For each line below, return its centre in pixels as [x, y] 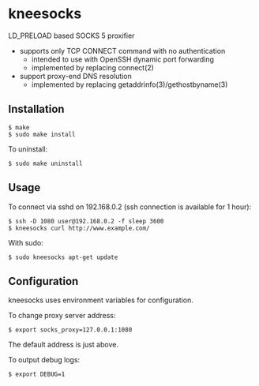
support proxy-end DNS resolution [75, 76]
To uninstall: [28, 149]
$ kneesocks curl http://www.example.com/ [79, 228]
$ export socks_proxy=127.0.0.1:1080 [70, 330]
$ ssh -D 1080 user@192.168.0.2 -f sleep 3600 [86, 221]
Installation [36, 109]
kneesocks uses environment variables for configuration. [101, 300]
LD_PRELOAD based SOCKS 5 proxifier [71, 36]
